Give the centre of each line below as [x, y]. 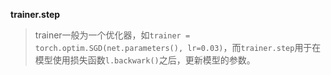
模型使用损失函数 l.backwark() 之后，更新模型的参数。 [145, 60]
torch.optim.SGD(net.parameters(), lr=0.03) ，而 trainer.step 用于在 [178, 47]
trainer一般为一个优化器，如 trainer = [112, 35]
